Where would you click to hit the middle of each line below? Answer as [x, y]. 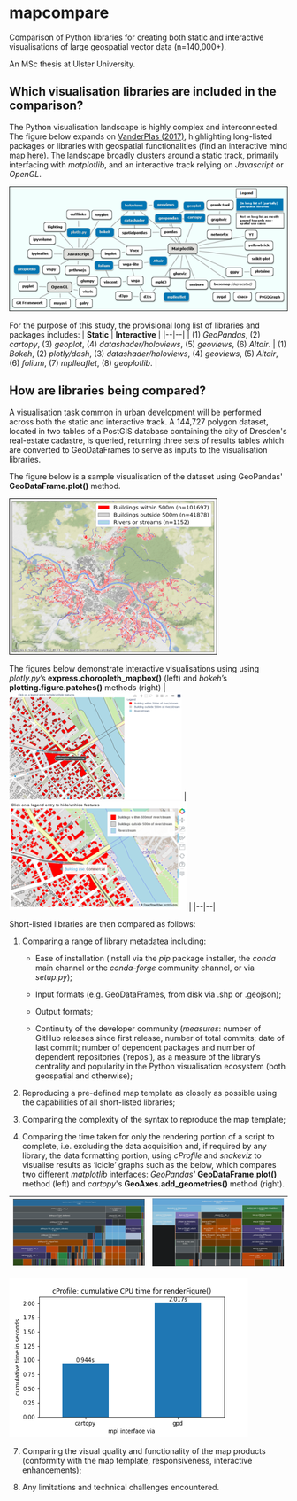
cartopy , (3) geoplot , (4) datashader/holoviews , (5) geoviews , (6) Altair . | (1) [148, 345]
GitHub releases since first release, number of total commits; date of [160, 1038]
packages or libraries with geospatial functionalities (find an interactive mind [148, 145]
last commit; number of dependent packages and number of [145, 1047]
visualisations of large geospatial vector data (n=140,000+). [118, 46]
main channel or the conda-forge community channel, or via [145, 968]
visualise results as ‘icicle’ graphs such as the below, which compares [149, 1164]
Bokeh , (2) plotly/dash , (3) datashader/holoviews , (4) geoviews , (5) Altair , [144, 354]
